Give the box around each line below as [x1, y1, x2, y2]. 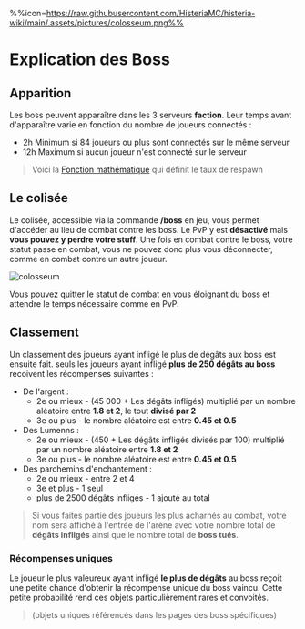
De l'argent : [22, 386, 70, 397]
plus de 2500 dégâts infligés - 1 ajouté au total [36, 492, 211, 503]
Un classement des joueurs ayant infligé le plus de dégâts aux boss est [9, 349, 276, 360]
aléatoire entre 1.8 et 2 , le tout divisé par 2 [36, 405, 197, 416]
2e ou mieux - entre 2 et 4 [36, 472, 135, 483]
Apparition [9, 86, 72, 101]
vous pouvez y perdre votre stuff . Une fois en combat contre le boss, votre [9, 234, 293, 245]
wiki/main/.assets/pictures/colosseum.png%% [9, 17, 185, 28]
